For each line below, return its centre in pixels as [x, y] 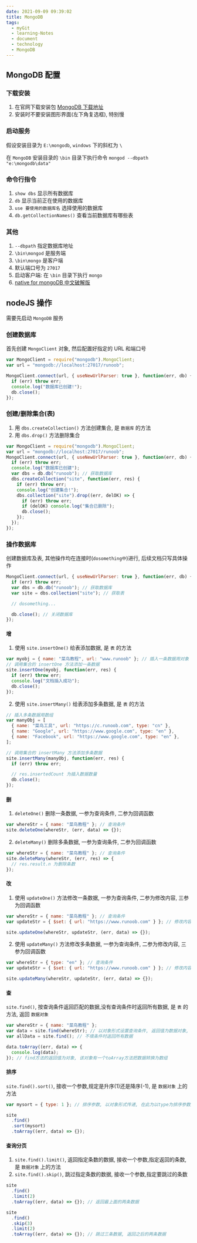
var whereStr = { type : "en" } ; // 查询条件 [60, 963]
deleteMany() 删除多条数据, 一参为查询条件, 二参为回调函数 [85, 842]
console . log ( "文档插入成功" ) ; [46, 681]
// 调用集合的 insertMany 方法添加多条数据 [54, 752]
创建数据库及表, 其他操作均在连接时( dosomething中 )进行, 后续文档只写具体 [94, 558]
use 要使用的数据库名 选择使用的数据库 [59, 208]
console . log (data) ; [35, 1052]
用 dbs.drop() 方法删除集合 [47, 435]
